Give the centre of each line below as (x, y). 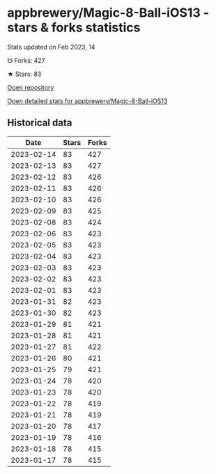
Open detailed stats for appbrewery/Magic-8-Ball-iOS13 (87, 101)
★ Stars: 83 (24, 74)
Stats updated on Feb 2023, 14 (51, 47)
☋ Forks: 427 (26, 60)
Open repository (31, 87)
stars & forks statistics (74, 28)
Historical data (40, 123)
